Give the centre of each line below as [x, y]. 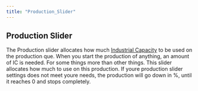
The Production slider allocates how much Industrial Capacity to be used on [99, 50]
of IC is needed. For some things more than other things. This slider [89, 62]
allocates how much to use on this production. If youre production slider [95, 69]
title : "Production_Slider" [41, 12]
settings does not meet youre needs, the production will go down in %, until [99, 76]
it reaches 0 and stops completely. [49, 81]
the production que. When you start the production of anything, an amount [98, 57]
